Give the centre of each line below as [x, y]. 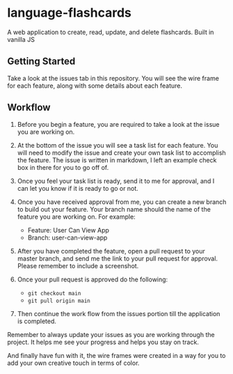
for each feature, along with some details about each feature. [95, 86]
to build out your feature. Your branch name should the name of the [114, 209]
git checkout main [54, 293]
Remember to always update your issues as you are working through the [111, 334]
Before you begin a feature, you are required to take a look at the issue [118, 124]
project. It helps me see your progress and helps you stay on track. [103, 342]
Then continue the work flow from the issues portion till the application [119, 313]
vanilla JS [21, 39]
